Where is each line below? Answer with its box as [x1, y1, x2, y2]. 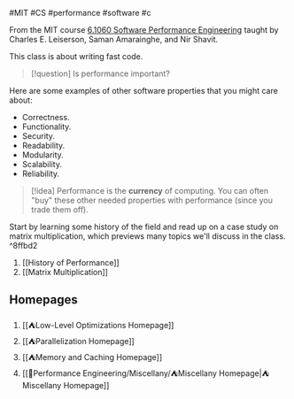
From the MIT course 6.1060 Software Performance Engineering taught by [9, 25, 279, 35]
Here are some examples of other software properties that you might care [9, 86, 279, 96]
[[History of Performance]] [21, 257, 120, 268]
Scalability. [21, 159, 62, 169]
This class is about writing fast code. [9, 51, 143, 61]
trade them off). [30, 204, 89, 215]
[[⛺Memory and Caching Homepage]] [21, 351, 163, 362]
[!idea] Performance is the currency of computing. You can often [30, 186, 269, 196]
